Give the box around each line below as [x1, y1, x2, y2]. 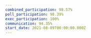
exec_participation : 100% [5, 16, 59, 21]
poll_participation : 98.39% [5, 12, 64, 17]
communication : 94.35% [5, 21, 52, 26]
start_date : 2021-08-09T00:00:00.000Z [5, 26, 86, 31]
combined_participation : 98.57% [5, 7, 72, 12]
